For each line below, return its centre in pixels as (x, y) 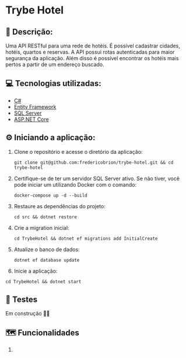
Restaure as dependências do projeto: (59, 206)
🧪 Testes (22, 300)
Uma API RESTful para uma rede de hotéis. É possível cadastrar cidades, (93, 46)
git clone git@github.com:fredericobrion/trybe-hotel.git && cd (94, 162)
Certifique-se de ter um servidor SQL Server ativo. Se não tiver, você (97, 178)
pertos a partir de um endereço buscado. (55, 64)
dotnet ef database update (47, 260)
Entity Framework (35, 106)
